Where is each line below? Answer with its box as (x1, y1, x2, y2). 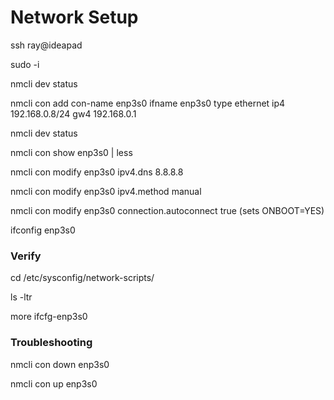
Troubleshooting (10, 336, 93, 350)
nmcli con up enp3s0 (10, 377, 98, 390)
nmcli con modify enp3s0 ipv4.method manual (10, 185, 202, 197)
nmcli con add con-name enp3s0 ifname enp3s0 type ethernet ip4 (10, 97, 286, 109)
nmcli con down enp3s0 (10, 358, 110, 370)
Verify (10, 249, 42, 263)
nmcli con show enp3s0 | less (10, 146, 133, 158)
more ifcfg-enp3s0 (10, 311, 88, 323)
